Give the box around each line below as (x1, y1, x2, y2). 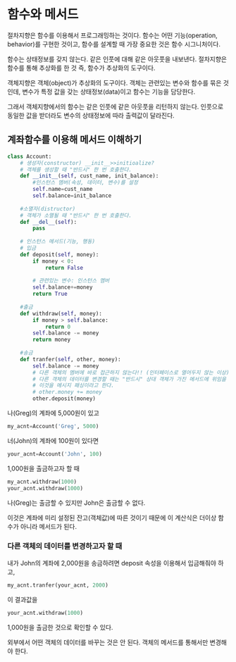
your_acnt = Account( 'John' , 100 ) (7, 450, 102, 458)
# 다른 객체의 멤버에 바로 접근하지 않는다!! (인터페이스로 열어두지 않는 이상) (32, 369, 230, 376)
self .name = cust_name (32, 186, 93, 193)
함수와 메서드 (7, 6, 79, 23)
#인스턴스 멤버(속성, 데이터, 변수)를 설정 (32, 179, 139, 187)
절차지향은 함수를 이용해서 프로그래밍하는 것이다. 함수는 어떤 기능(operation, (7, 31, 218, 39)
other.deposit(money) (32, 395, 97, 402)
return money (32, 336, 71, 344)
